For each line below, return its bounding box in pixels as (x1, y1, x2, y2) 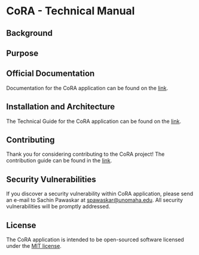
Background (6, 28, 53, 38)
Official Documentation (6, 69, 95, 79)
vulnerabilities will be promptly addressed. (6, 203, 111, 210)
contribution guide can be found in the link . (6, 157, 112, 164)
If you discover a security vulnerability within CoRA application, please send (6, 190, 194, 198)
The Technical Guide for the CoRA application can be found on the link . (6, 118, 181, 125)
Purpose (6, 48, 39, 58)
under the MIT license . (6, 242, 62, 250)
